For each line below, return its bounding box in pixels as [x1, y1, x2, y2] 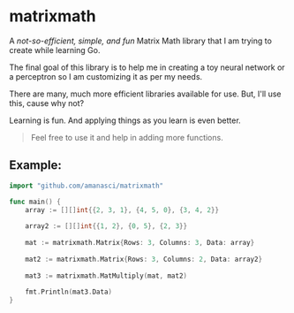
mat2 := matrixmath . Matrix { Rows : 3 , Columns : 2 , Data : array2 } [25, 255, 263, 263]
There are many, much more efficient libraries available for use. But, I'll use [9, 88, 282, 99]
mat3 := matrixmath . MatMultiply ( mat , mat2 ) [25, 271, 188, 280]
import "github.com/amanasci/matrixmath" [9, 181, 164, 190]
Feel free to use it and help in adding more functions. [30, 132, 223, 142]
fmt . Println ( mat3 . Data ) [25, 287, 113, 297]
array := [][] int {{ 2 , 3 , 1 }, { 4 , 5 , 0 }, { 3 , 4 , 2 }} [25, 205, 219, 214]
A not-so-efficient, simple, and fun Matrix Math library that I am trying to [9, 35, 272, 46]
